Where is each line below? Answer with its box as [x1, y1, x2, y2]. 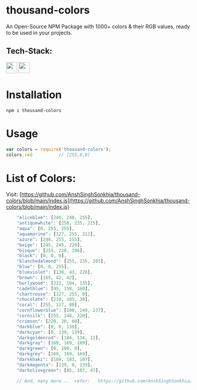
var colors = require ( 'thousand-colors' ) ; [6, 146, 111, 152]
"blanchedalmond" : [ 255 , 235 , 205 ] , [16, 259, 107, 264]
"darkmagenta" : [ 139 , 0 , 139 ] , [16, 362, 93, 368]
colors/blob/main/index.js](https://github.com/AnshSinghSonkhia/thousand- [6, 197, 191, 204]
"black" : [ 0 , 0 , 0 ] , [16, 253, 67, 259]
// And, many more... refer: [16, 378, 91, 384]
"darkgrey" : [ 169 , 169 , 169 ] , [16, 351, 91, 357]
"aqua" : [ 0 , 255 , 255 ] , [16, 226, 75, 232]
